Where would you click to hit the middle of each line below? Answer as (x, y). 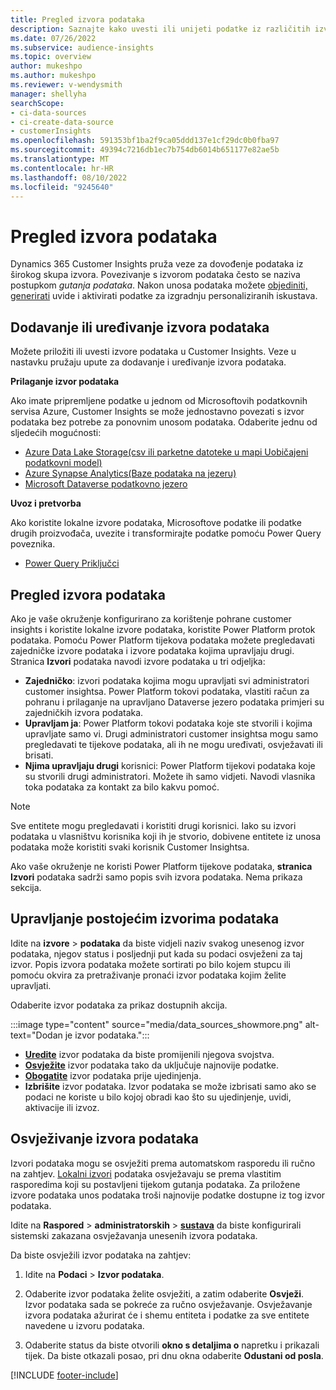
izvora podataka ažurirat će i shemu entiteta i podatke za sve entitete (167, 1315)
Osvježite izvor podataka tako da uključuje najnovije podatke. (152, 1065)
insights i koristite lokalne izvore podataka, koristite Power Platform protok (163, 629)
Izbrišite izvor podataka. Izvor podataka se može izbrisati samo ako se (170, 1086)
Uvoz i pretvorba (46, 503)
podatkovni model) (63, 463)
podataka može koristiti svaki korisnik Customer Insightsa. (130, 847)
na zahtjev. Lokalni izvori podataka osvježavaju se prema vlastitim (146, 1173)
